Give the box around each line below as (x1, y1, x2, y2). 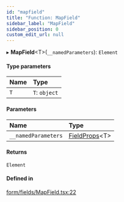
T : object (32, 88, 59, 97)
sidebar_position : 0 (6, 26, 59, 32)
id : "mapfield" (6, 9, 45, 15)
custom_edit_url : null (6, 32, 64, 38)
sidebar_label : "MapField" (6, 20, 75, 26)
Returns (6, 148, 27, 156)
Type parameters (6, 62, 51, 70)
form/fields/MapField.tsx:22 (6, 188, 76, 196)
